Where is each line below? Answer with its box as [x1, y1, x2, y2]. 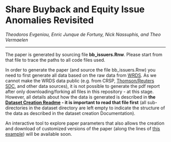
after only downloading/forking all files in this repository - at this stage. [5, 88, 154, 94]
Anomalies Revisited [5, 14, 94, 26]
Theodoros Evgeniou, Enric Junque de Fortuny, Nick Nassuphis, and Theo [5, 31, 161, 37]
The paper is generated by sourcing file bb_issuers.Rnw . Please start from [5, 51, 163, 57]
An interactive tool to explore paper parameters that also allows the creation [5, 120, 164, 126]
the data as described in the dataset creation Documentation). [5, 110, 136, 116]
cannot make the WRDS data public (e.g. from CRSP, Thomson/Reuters [5, 78, 154, 84]
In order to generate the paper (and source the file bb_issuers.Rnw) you [5, 66, 156, 73]
